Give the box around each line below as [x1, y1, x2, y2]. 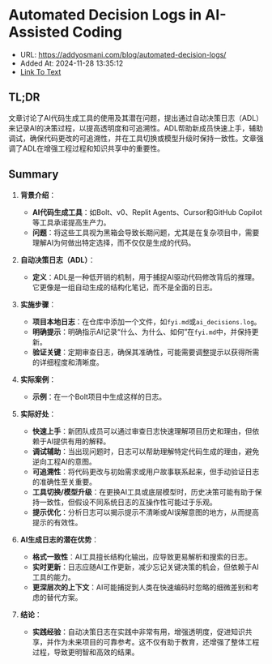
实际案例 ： [19, 375, 57, 384]
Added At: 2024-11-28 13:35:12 [19, 58, 124, 68]
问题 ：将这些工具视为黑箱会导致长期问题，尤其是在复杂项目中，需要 [32, 227, 260, 237]
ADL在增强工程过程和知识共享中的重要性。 [22, 144, 164, 153]
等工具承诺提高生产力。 [32, 217, 111, 227]
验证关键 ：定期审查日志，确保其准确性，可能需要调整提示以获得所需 [32, 347, 260, 357]
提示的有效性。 [32, 517, 83, 527]
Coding [72, 23, 123, 41]
